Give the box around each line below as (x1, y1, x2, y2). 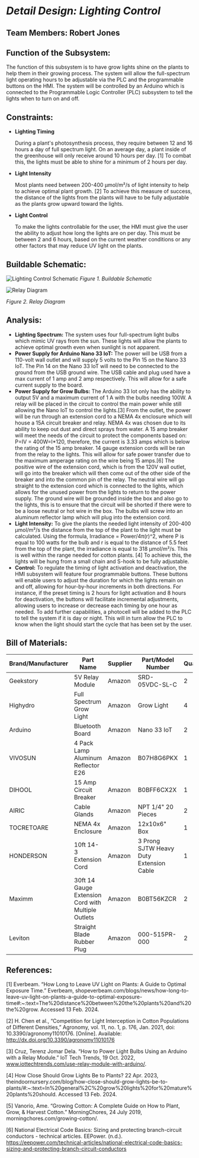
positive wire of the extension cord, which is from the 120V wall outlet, (14, 463, 187, 470)
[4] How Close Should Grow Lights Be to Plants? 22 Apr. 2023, (6, 1072, 159, 1079)
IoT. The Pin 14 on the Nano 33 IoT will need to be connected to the (14, 362, 179, 369)
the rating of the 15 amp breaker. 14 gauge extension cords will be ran (14, 444, 185, 451)
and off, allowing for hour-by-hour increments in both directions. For (14, 583, 182, 590)
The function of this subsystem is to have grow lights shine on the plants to (6, 63, 190, 71)
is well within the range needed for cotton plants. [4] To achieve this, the (14, 551, 192, 559)
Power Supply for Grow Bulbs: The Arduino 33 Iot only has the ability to (14, 387, 191, 395)
